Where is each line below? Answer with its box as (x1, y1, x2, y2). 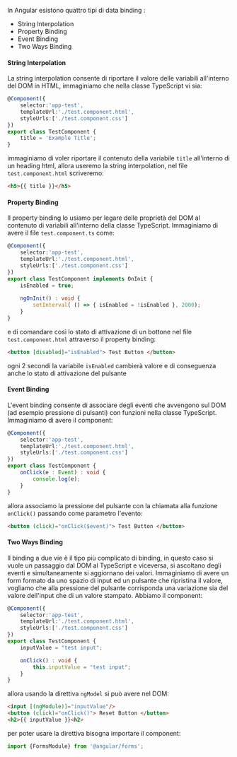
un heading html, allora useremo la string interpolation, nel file (7, 162, 188, 170)
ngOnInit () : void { (20, 295, 81, 303)
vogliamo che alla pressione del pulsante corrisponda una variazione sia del (7, 583, 229, 592)
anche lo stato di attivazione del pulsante (7, 369, 127, 377)
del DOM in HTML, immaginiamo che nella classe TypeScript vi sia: (7, 81, 202, 90)
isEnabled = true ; (20, 282, 74, 289)
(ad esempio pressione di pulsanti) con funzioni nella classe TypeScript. (7, 408, 217, 416)
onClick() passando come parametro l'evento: (7, 509, 143, 517)
